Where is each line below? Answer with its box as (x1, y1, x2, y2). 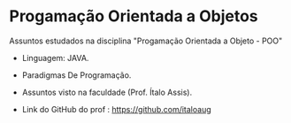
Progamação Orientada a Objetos (9, 6, 258, 27)
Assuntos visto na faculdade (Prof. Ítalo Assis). (21, 87, 193, 97)
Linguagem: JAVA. (21, 52, 89, 63)
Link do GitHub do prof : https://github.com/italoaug (21, 104, 212, 114)
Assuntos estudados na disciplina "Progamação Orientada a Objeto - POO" (9, 35, 283, 46)
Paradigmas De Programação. (21, 69, 132, 81)
